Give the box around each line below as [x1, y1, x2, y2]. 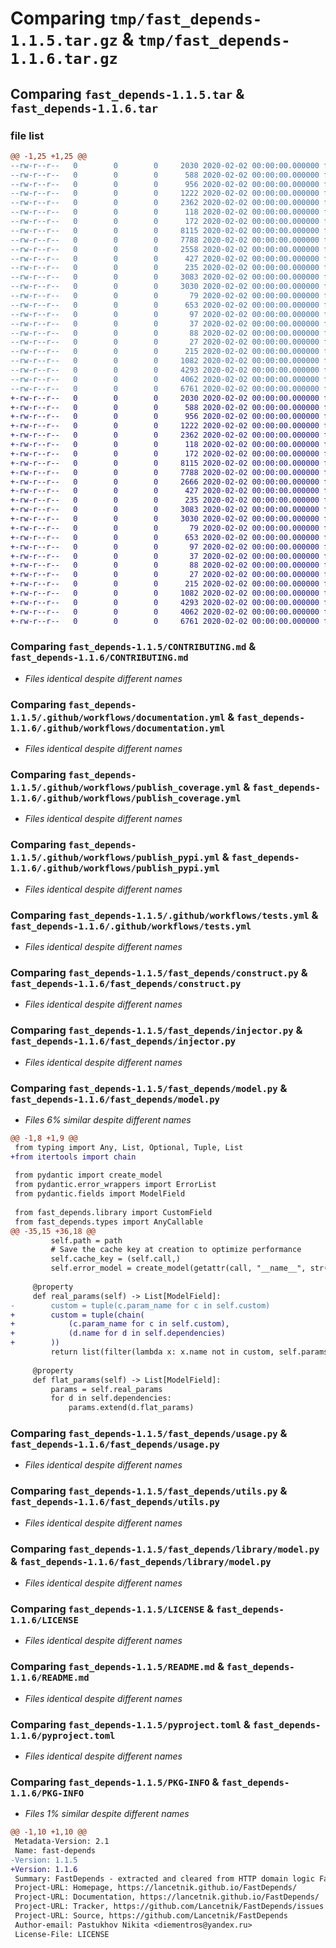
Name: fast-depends [14, 1845, 97, 1856]
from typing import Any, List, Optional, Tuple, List [14, 1142, 244, 1152]
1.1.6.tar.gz [10, 50, 118, 69]
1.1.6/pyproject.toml [10, 1730, 116, 1741]
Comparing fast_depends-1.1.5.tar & [10, 85, 245, 102]
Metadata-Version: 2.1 [14, 1837, 110, 1847]
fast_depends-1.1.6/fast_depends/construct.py [10, 978, 242, 989]
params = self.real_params [50, 1384, 163, 1394]
